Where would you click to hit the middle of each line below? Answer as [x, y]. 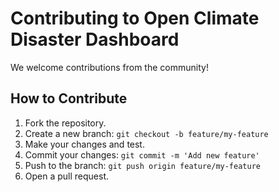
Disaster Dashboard [95, 39]
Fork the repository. [65, 123]
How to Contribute [69, 98]
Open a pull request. [67, 176]
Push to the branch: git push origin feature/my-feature [142, 165]
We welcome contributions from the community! [109, 67]
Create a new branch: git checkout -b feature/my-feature [146, 133]
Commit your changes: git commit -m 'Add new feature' [142, 154]
